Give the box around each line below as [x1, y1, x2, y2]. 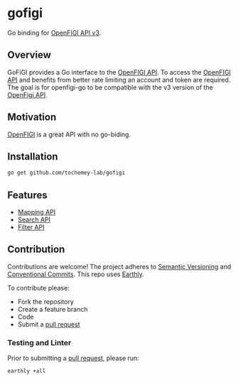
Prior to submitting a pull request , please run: [7, 354, 140, 363]
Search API [17, 215, 51, 224]
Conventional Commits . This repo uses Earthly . [7, 270, 144, 278]
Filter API [17, 223, 45, 231]
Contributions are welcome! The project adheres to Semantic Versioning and [7, 262, 232, 271]
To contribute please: [7, 283, 70, 292]
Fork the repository [17, 297, 75, 306]
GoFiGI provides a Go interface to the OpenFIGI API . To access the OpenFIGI [7, 67, 231, 76]
